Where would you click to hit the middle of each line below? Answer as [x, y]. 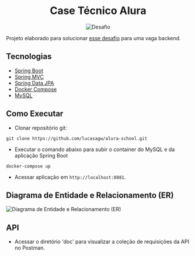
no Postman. [30, 248]
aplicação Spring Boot [41, 155]
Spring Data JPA [34, 83]
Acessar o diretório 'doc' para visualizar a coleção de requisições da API [102, 242]
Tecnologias [29, 57]
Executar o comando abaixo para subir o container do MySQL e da [95, 149]
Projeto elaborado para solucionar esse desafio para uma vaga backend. [93, 38]
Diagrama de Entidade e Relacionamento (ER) [90, 195]
